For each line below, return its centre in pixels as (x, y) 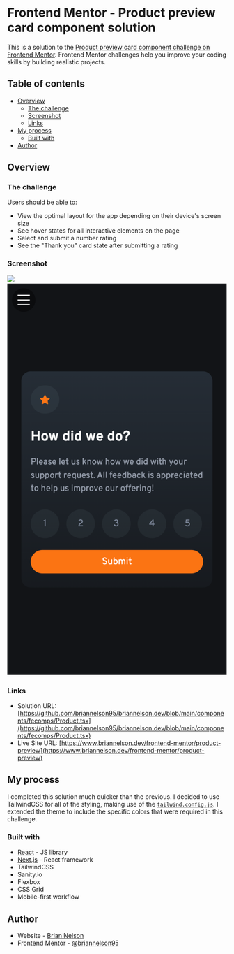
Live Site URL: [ (39, 743)
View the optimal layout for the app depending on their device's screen (119, 216)
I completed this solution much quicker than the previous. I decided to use (114, 796)
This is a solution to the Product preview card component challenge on (109, 47)
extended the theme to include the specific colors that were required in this (115, 811)
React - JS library (42, 852)
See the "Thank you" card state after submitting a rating (97, 245)
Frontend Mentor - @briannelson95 (68, 943)
